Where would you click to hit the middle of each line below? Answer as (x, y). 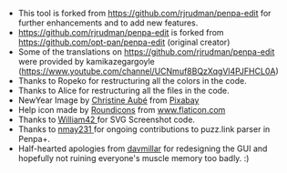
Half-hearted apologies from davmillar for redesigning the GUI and (143, 148)
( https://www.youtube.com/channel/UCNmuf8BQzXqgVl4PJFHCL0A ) (149, 71)
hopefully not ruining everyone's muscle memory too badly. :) (133, 158)
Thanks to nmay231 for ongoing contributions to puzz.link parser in (144, 129)
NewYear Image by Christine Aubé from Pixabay (108, 100)
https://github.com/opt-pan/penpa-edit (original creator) (124, 42)
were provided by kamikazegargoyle (86, 61)
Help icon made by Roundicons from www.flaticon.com (122, 110)
